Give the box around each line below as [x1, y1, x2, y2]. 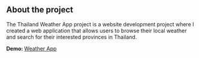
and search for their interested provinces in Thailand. [6, 33, 137, 41]
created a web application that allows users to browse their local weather [6, 27, 187, 34]
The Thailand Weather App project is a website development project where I [6, 20, 194, 28]
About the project [6, 5, 74, 15]
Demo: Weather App [6, 45, 57, 52]
